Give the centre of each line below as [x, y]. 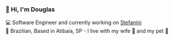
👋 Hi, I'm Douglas [30, 9]
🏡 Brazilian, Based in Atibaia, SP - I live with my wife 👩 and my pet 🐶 [87, 31]
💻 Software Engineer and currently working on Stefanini [74, 22]
